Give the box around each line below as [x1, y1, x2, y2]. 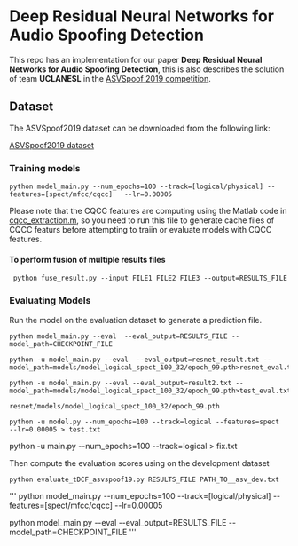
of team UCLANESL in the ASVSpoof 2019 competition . [9, 73, 211, 83]
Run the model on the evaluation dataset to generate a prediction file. [9, 314, 263, 325]
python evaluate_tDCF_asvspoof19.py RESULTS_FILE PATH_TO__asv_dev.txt [9, 475, 279, 484]
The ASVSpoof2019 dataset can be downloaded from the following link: [9, 123, 271, 133]
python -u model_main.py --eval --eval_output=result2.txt [9, 378, 232, 387]
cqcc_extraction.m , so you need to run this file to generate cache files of [9, 215, 275, 226]
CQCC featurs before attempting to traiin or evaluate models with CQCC [9, 225, 272, 235]
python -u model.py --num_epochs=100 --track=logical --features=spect [9, 417, 279, 426]
